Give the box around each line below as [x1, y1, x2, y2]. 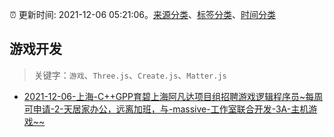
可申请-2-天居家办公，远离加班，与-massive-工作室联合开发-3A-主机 [23, 103, 309, 115]
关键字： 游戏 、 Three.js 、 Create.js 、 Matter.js [33, 69, 227, 81]
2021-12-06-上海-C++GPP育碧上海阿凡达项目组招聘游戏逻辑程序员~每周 [23, 90, 324, 102]
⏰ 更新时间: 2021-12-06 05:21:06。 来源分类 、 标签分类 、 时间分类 [9, 9, 276, 20]
